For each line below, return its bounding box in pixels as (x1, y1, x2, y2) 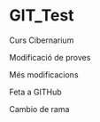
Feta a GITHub (9, 86, 62, 97)
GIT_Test (9, 5, 74, 26)
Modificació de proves (9, 52, 91, 62)
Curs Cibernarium (9, 35, 74, 45)
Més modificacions (9, 69, 79, 80)
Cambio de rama (9, 103, 70, 114)
